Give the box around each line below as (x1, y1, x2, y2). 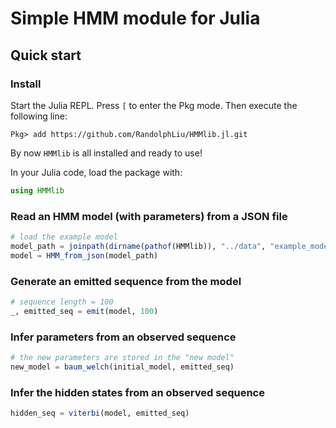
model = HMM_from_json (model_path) (10, 250, 159, 261)
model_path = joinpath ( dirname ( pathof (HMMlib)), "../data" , (10, 241, 267, 251)
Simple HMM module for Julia (10, 7, 261, 30)
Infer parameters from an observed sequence (10, 330, 237, 344)
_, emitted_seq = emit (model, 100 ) (10, 306, 159, 316)
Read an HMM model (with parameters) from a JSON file (10, 209, 288, 223)
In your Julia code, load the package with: (10, 166, 183, 178)
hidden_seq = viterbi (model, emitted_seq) (10, 408, 190, 419)
